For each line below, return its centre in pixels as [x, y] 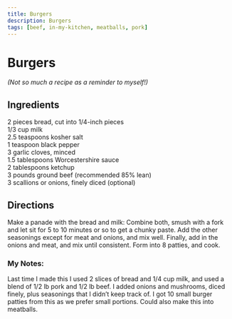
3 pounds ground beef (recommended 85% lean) [79, 175]
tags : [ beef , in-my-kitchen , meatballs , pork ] [78, 27]
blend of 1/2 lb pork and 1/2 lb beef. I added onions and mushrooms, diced [116, 287]
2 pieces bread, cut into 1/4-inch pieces [66, 122]
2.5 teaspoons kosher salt [45, 137]
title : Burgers [30, 14]
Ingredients [33, 105]
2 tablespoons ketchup [41, 168]
